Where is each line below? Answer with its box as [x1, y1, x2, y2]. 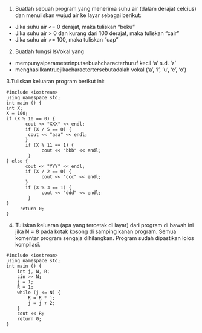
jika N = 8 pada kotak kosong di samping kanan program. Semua [15, 228, 177, 235]
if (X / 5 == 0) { [25, 126, 71, 132]
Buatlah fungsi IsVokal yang [15, 48, 85, 55]
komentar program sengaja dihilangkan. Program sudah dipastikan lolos [15, 234, 195, 241]
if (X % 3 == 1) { [25, 184, 71, 190]
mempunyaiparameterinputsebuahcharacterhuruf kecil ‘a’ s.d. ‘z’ [15, 60, 177, 66]
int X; [6, 105, 23, 111]
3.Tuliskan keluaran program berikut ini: [6, 78, 105, 85]
